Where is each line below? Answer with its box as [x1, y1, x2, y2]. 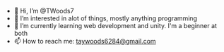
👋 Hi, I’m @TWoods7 [13, 7, 74, 15]
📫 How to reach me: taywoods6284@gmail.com [13, 37, 157, 45]
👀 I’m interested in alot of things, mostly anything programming [13, 14, 198, 22]
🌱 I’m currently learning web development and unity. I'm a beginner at [13, 22, 218, 30]
